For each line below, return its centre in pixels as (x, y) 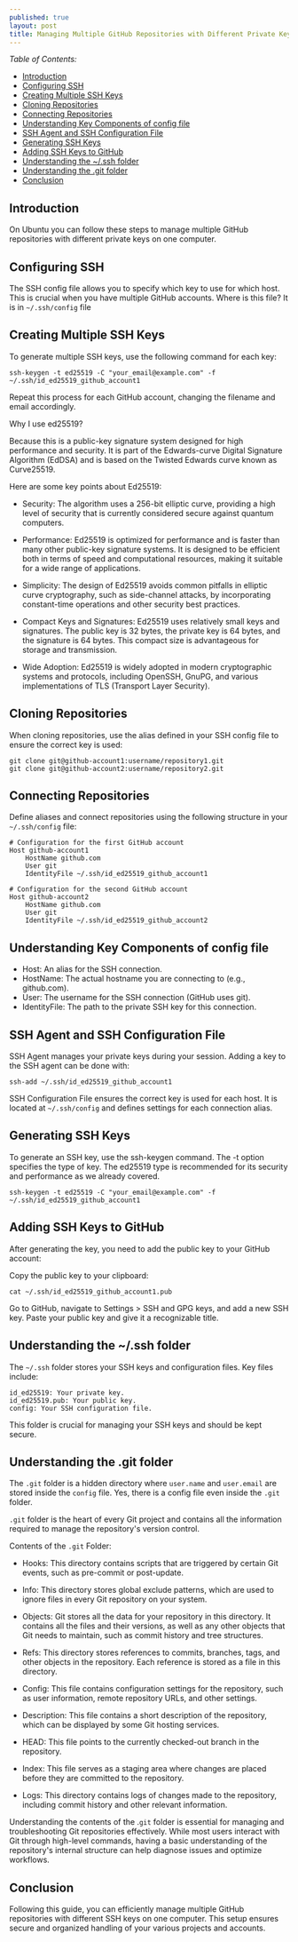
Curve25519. (32, 469)
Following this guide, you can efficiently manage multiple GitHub (127, 1909)
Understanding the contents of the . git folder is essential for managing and (147, 1822)
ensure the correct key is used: (66, 744)
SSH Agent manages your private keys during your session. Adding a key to (148, 1056)
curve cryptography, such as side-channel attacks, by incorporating (146, 594)
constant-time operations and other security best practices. (131, 604)
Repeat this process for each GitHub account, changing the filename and (142, 397)
